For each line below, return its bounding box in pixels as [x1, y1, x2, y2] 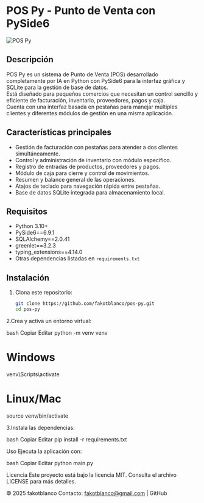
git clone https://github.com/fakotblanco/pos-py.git [15, 301, 155, 307]
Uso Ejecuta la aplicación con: [6, 448, 82, 455]
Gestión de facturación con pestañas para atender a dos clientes [15, 143, 178, 151]
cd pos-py [15, 306, 41, 313]
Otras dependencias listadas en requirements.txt [15, 255, 140, 262]
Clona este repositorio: [15, 289, 72, 296]
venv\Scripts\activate [6, 370, 60, 378]
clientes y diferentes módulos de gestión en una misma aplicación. [6, 109, 174, 116]
